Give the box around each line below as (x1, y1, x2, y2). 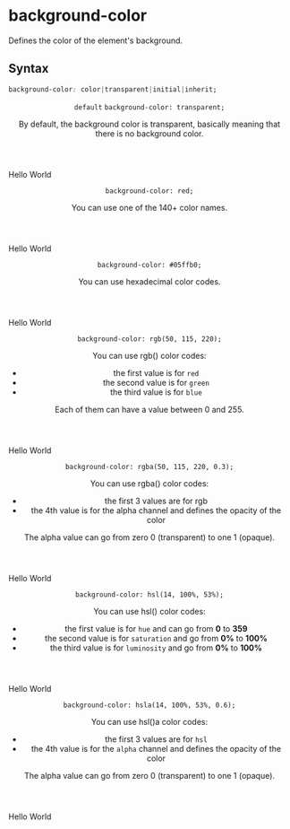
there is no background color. (95, 127, 204, 139)
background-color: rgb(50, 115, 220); (77, 334, 222, 344)
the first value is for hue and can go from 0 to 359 (64, 623, 248, 633)
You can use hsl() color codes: (92, 606, 207, 616)
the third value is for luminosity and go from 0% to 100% (49, 642, 263, 653)
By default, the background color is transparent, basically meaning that (18, 118, 281, 129)
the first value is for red (113, 367, 200, 378)
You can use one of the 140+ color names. (71, 202, 228, 213)
